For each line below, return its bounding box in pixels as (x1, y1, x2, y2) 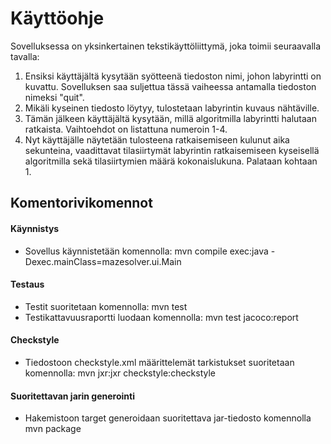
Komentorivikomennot (10, 195, 153, 212)
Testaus (10, 278, 45, 291)
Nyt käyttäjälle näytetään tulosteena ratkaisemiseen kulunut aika (24, 133, 290, 146)
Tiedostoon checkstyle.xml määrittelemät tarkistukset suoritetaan (24, 356, 295, 368)
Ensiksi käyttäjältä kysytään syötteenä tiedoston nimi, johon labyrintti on (24, 70, 322, 82)
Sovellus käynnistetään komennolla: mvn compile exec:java (24, 245, 269, 257)
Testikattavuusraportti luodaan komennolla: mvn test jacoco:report (24, 311, 299, 323)
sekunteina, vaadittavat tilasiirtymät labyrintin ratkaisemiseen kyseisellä (24, 144, 320, 156)
